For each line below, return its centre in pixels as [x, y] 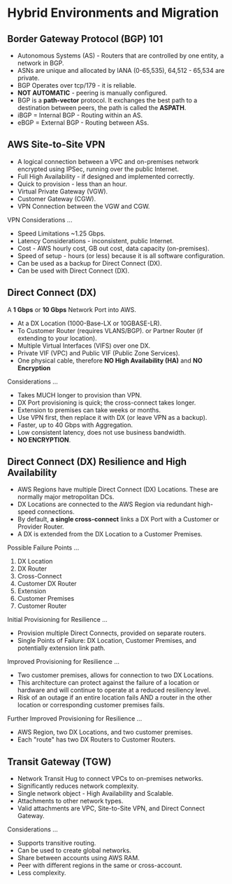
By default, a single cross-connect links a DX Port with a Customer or [118, 519]
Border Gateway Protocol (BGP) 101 [85, 39]
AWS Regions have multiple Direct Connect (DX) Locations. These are [118, 489]
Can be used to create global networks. [74, 850]
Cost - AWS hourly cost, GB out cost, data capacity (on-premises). [113, 248]
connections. [56, 512]
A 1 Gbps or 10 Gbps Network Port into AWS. [72, 309]
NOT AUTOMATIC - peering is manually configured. [92, 93]
